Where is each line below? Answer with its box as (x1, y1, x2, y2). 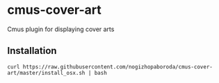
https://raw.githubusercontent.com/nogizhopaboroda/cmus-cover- (22, 63, 213, 71)
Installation (7, 45, 57, 57)
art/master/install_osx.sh (7, 69, 86, 76)
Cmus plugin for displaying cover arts (7, 25, 115, 33)
